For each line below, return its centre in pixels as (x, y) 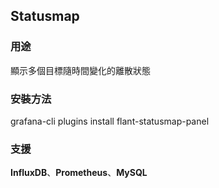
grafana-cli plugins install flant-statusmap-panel (110, 121)
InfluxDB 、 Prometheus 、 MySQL (79, 173)
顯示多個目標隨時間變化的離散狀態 (80, 70)
